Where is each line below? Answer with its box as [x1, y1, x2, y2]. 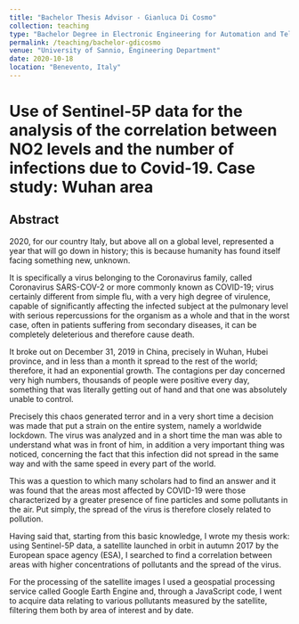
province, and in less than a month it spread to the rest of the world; [9, 356, 258, 366]
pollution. [9, 513, 44, 524]
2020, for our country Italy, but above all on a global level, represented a [9, 235, 274, 246]
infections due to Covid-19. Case [9, 158, 256, 178]
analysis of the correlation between [9, 120, 278, 141]
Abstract [9, 212, 60, 227]
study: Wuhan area [9, 177, 154, 197]
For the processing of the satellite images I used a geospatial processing [9, 576, 276, 587]
